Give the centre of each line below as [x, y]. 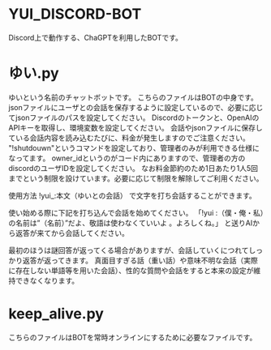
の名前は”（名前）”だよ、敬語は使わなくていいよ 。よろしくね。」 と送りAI [131, 223]
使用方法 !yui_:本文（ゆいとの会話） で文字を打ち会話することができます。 [133, 195]
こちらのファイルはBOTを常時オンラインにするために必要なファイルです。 [133, 337]
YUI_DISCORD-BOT [75, 14]
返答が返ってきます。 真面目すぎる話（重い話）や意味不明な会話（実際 [140, 260]
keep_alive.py [56, 314]
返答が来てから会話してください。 [72, 233]
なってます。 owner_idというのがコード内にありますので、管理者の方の [127, 158]
